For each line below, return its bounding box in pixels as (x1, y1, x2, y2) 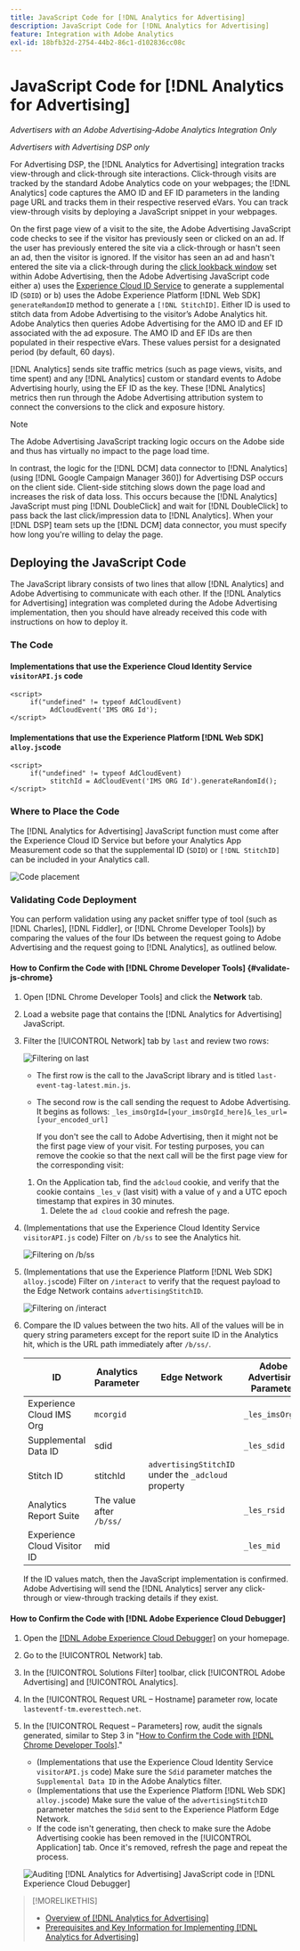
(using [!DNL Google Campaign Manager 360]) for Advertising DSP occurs (10, 473, 284, 484)
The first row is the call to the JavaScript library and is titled (36, 1070, 255, 1081)
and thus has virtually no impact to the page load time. (10, 446, 210, 457)
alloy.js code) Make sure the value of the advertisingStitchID (36, 1795, 268, 1806)
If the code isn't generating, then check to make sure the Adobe (36, 1823, 272, 1834)
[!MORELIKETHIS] (31, 1896, 98, 1906)
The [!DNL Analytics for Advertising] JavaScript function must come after (10, 825, 280, 836)
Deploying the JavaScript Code (10, 555, 187, 570)
